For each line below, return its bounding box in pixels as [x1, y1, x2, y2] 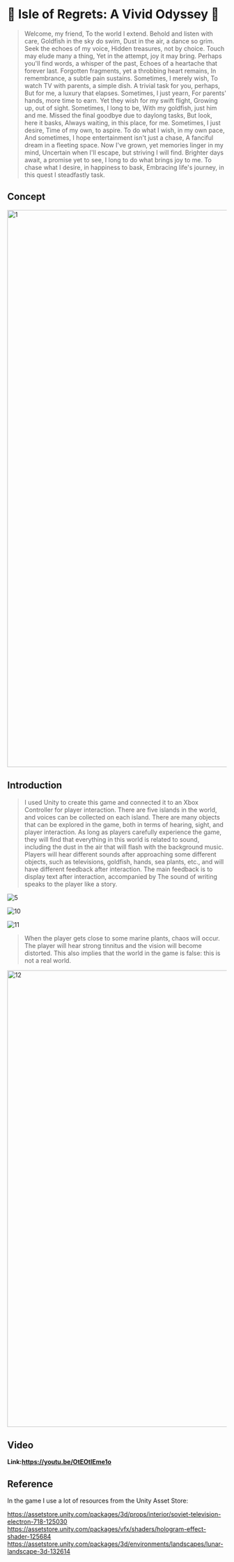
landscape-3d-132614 [7, 1547, 71, 1556]
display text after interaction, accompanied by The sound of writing [24, 872, 218, 880]
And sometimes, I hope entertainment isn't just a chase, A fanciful [24, 133, 214, 142]
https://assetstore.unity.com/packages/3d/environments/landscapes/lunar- [7, 1540, 224, 1548]
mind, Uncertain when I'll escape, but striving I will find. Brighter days [24, 148, 224, 157]
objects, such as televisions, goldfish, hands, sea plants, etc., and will [24, 857, 224, 866]
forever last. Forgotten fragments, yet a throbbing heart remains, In [24, 66, 217, 75]
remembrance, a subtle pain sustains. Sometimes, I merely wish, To [24, 73, 218, 83]
